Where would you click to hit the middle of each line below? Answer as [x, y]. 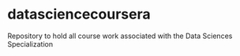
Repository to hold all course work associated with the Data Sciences [120, 36]
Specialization [30, 44]
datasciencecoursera [79, 14]
